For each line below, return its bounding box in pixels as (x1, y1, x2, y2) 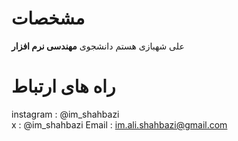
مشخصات (11, 7, 86, 30)
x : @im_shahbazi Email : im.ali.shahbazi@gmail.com (11, 118, 228, 131)
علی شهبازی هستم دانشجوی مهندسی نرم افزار (11, 40, 185, 52)
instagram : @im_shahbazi (11, 108, 120, 120)
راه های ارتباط (11, 75, 116, 98)
